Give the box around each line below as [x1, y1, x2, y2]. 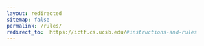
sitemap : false [6, 16, 50, 23]
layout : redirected [6, 9, 63, 17]
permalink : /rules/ [6, 22, 63, 29]
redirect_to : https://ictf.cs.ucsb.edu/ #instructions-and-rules [6, 28, 197, 36]
